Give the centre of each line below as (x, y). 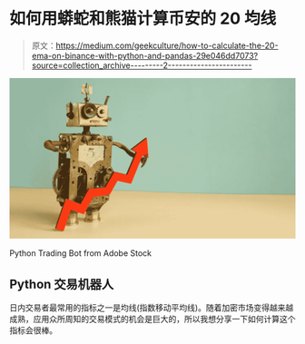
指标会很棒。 (33, 330)
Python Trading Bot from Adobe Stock (81, 253)
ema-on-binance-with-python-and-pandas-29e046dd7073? (145, 55)
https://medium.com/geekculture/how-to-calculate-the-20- (167, 45)
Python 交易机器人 (62, 284)
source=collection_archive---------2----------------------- (142, 65)
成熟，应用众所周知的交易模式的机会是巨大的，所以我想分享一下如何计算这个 (152, 319)
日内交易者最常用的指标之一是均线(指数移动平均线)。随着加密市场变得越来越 (152, 308)
